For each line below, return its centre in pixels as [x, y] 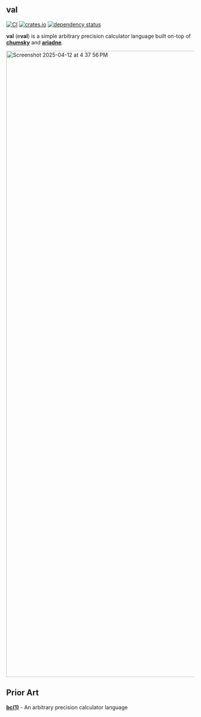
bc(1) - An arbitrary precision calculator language [67, 707]
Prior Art [22, 693]
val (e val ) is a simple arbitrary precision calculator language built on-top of [99, 36]
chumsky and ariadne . [35, 42]
